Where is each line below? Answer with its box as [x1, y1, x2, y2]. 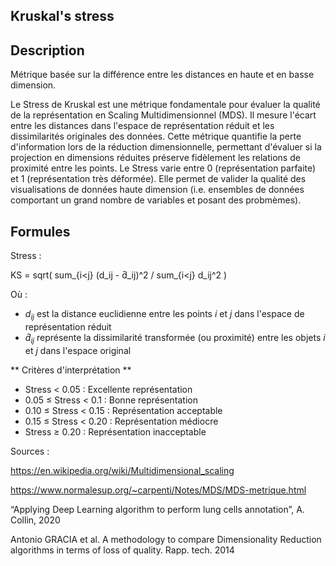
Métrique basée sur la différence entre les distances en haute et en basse [10, 69, 315, 81]
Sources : [10, 445, 50, 457]
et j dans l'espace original [24, 344, 132, 356]
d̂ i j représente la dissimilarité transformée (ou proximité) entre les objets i [24, 331, 326, 346]
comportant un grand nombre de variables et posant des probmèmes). [10, 194, 302, 206]
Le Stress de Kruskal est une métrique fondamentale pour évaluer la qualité [10, 99, 321, 111]
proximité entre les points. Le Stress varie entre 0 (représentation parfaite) [10, 162, 317, 174]
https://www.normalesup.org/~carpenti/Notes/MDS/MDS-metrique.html [10, 484, 307, 496]
